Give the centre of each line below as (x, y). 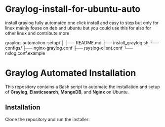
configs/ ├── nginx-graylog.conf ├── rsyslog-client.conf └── (69, 48)
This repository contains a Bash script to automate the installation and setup (82, 87)
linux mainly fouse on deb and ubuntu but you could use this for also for (78, 28)
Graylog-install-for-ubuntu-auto (73, 9)
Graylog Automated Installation (71, 73)
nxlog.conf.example (25, 53)
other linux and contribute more (37, 33)
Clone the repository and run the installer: (47, 119)
